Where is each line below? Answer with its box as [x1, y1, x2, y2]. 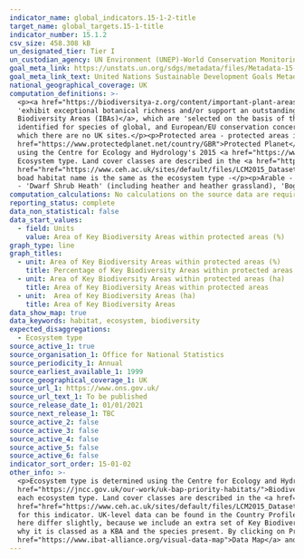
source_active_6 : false [9, 451, 100, 460]
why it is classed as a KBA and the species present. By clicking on [17, 527, 285, 536]
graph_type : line [9, 241, 75, 250]
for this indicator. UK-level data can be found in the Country [17, 510, 265, 519]
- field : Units [17, 224, 75, 233]
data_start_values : [9, 215, 83, 225]
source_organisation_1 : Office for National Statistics [9, 350, 224, 359]
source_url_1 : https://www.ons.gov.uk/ [9, 384, 160, 393]
